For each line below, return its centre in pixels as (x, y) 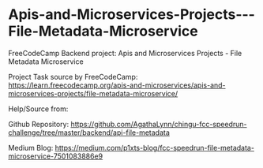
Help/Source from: (38, 109)
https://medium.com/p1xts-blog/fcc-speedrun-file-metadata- (155, 147)
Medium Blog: (31, 147)
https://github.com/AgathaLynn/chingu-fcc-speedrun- (159, 124)
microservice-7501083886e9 (56, 156)
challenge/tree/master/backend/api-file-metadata (89, 133)
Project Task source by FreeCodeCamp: (73, 77)
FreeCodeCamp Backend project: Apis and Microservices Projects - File (125, 53)
